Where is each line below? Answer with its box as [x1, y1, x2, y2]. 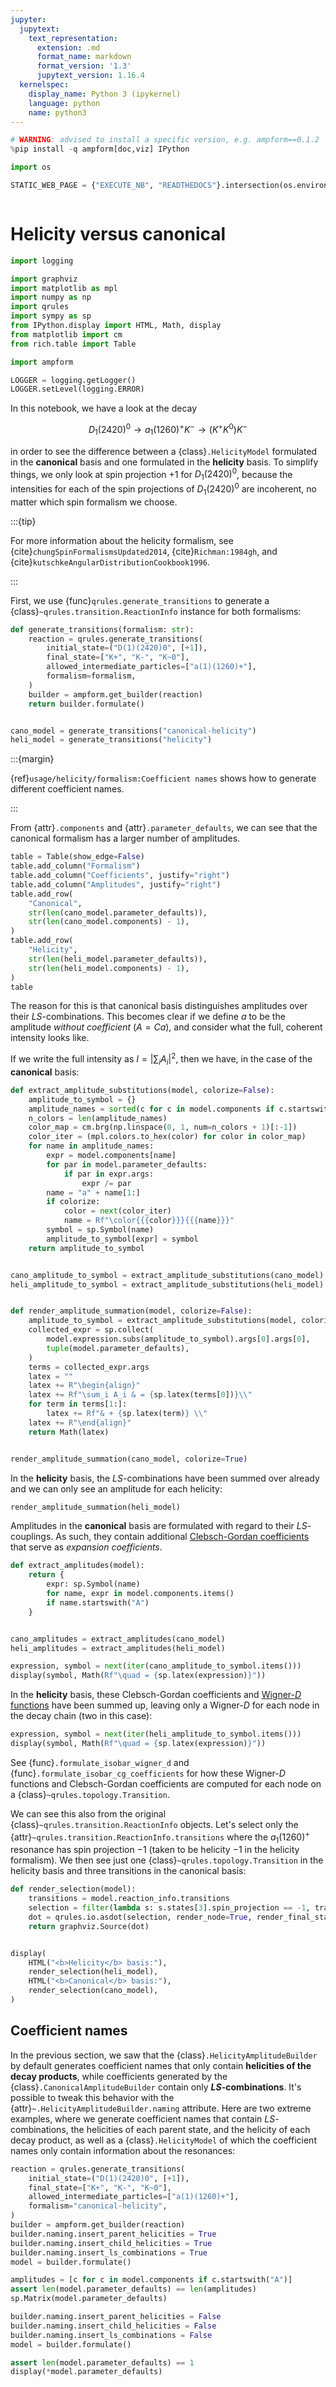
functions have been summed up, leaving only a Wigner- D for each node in [10, 1699, 320, 1711]
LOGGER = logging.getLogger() [10, 375, 137, 385]
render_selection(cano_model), [28, 1986, 159, 1996]
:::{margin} [10, 753, 55, 765]
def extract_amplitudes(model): [10, 1561, 145, 1571]
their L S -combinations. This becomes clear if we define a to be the [10, 1011, 286, 1023]
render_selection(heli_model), [28, 1967, 159, 1977]
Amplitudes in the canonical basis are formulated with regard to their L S [10, 1520, 308, 1532]
